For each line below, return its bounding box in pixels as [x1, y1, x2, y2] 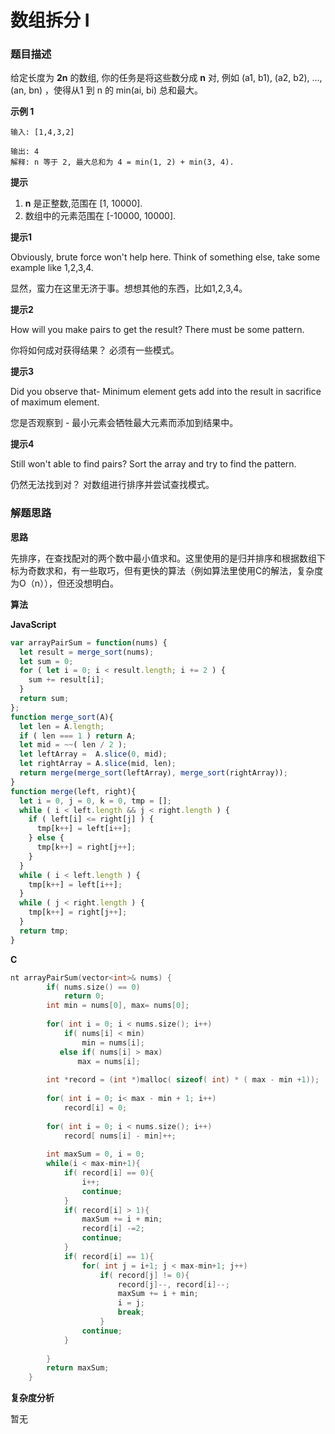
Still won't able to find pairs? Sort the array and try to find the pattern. [10, 458, 297, 470]
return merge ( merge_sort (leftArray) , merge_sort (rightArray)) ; [19, 768, 288, 778]
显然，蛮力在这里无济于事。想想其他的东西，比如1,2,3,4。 [10, 282, 248, 295]
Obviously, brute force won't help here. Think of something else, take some [10, 251, 321, 263]
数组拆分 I [10, 9, 90, 32]
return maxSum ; [46, 1363, 110, 1373]
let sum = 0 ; [19, 656, 74, 666]
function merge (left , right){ [10, 786, 137, 796]
